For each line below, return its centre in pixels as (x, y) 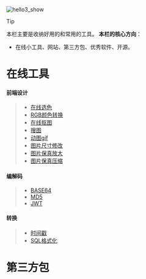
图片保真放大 (46, 153)
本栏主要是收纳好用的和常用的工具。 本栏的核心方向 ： (74, 34)
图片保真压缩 (46, 161)
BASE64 (41, 190)
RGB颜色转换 (47, 115)
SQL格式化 (44, 240)
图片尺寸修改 (46, 146)
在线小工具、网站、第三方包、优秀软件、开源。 (74, 47)
